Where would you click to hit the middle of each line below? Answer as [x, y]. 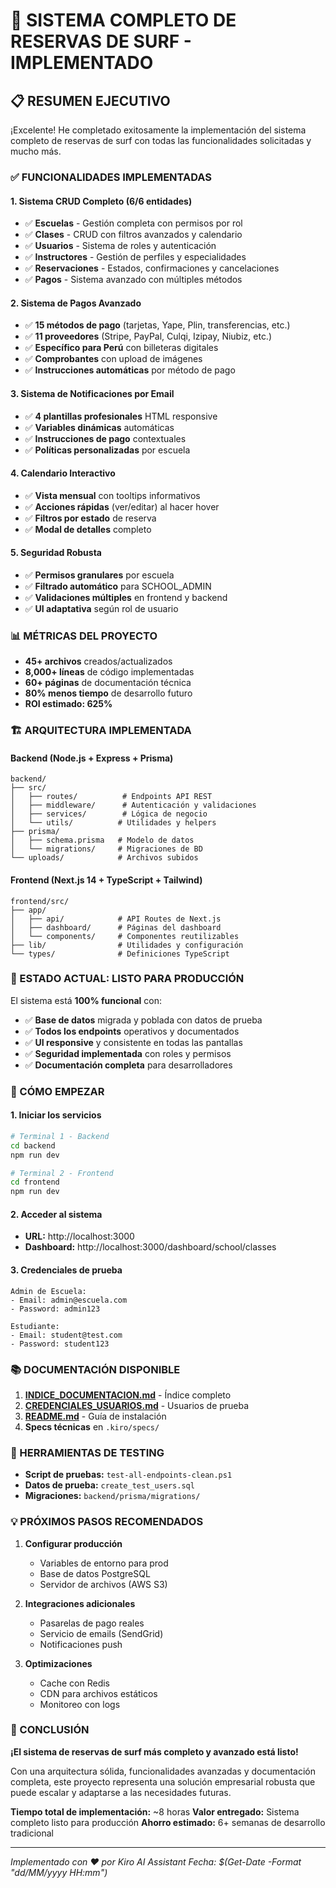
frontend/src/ [40, 901]
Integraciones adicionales [80, 1603]
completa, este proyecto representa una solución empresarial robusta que [163, 1781]
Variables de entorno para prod [104, 1563]
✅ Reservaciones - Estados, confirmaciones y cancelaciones [152, 268]
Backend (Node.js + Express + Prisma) [92, 758]
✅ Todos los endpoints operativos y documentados [132, 1031]
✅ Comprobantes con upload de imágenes [113, 359]
